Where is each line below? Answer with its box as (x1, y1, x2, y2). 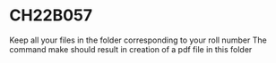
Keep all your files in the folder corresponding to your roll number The (9, 35, 267, 45)
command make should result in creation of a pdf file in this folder (9, 43, 253, 54)
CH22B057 (9, 5, 93, 26)
